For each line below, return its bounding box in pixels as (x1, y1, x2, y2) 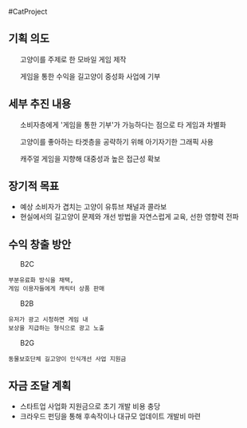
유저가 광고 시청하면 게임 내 (8, 315, 88, 324)
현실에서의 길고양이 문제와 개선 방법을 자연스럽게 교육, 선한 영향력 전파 (19, 212, 239, 222)
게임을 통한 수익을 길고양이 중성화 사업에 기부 (19, 71, 161, 81)
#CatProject (8, 7, 48, 16)
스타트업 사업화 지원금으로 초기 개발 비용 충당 (19, 402, 161, 411)
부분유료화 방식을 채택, (8, 276, 74, 284)
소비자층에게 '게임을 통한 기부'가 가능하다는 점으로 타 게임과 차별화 (19, 120, 227, 129)
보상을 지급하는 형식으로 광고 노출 (8, 324, 105, 332)
